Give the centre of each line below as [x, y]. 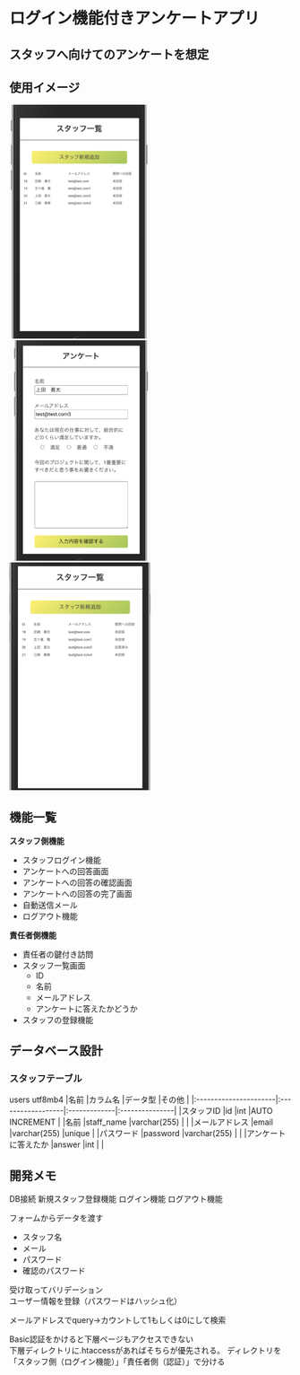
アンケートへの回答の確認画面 [77, 882]
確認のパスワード [54, 1270]
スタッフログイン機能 [61, 860]
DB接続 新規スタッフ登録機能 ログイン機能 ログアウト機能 [116, 1199]
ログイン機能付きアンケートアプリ [134, 18]
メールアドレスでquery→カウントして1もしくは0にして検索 [118, 1320]
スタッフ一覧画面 [54, 965]
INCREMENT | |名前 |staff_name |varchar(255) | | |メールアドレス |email [141, 1122]
